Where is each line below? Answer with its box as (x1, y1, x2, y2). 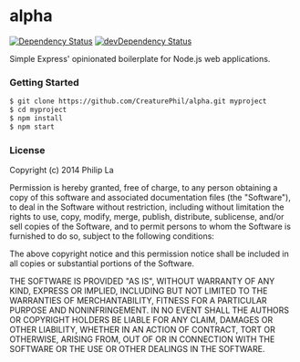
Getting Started (9, 76, 79, 88)
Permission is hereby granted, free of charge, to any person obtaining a (9, 182, 278, 193)
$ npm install (9, 113, 64, 123)
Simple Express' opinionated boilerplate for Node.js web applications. (9, 53, 271, 64)
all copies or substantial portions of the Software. (9, 258, 194, 269)
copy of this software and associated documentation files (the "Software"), (9, 192, 292, 203)
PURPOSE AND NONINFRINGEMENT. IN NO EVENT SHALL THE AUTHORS (9, 305, 290, 315)
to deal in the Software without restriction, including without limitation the (9, 202, 284, 212)
